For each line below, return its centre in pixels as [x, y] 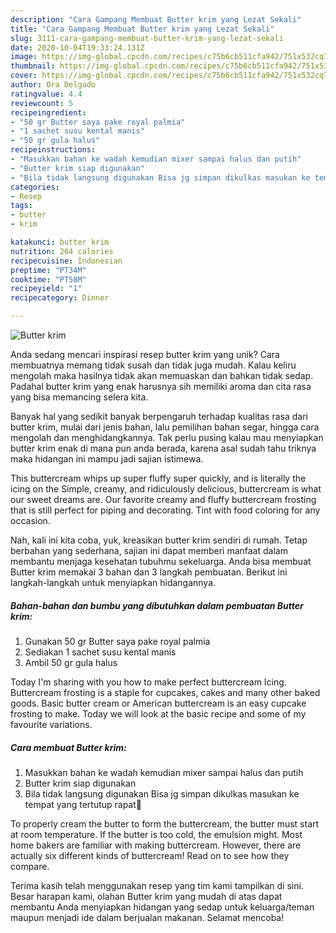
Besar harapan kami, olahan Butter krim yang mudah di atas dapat [146, 896]
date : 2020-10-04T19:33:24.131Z [77, 47]
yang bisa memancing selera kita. [79, 397]
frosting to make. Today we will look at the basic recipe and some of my [158, 713]
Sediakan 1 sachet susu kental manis [100, 652]
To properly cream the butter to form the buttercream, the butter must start [165, 823]
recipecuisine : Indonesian [66, 261]
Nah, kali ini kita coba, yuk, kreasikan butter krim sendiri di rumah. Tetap [159, 540]
